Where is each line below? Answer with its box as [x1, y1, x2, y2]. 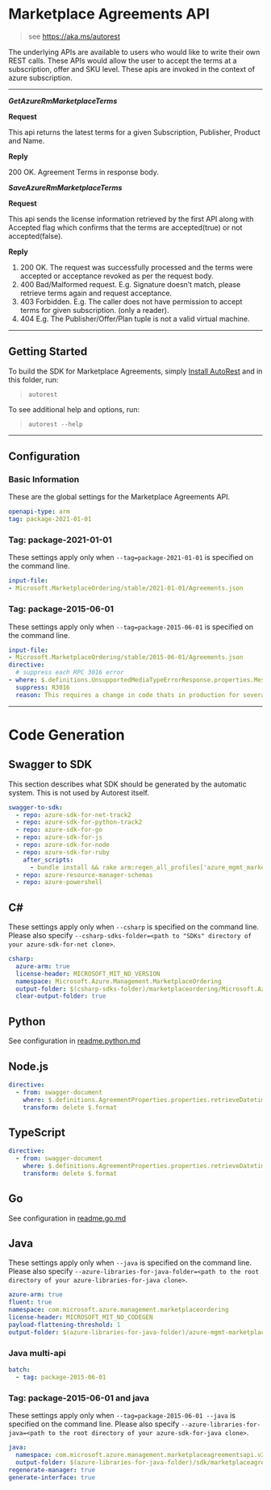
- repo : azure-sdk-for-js [15, 833, 103, 841]
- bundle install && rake [29, 863, 117, 871]
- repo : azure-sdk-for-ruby [15, 848, 110, 856]
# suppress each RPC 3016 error [15, 669, 125, 677]
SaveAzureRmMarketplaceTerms [8, 182, 123, 192]
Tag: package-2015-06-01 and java [8, 1392, 150, 1404]
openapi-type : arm [8, 507, 70, 516]
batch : [8, 1365, 31, 1374]
